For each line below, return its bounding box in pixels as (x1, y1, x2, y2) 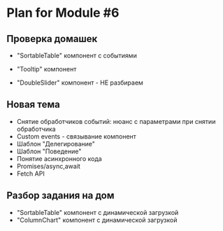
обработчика (16, 125, 57, 133)
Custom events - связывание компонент (16, 132, 137, 141)
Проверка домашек (6, 33, 98, 45)
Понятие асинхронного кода (16, 154, 102, 162)
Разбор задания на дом (6, 190, 115, 202)
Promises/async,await (16, 162, 81, 170)
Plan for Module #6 (6, 5, 120, 21)
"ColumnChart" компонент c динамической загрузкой (16, 216, 178, 224)
